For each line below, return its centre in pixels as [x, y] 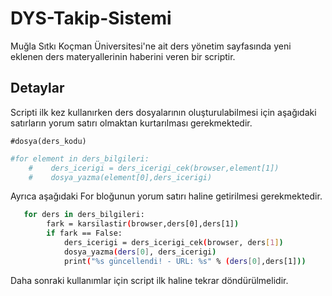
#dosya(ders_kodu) [48, 141]
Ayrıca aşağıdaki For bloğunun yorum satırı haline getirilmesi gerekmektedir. [166, 196]
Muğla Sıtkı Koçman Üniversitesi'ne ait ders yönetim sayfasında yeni [151, 46]
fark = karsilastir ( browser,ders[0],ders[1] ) [143, 224]
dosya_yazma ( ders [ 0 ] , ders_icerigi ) [140, 252]
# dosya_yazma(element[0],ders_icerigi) [120, 177]
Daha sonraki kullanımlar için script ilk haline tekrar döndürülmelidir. [149, 280]
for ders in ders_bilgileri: [84, 215]
